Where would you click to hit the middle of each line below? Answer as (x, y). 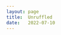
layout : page (23, 12)
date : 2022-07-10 (31, 23)
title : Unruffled (29, 17)
